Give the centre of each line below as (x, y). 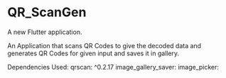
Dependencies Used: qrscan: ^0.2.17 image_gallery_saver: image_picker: (113, 67)
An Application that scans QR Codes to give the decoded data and (104, 45)
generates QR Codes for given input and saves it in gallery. (93, 53)
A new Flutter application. (45, 32)
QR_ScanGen (47, 12)
